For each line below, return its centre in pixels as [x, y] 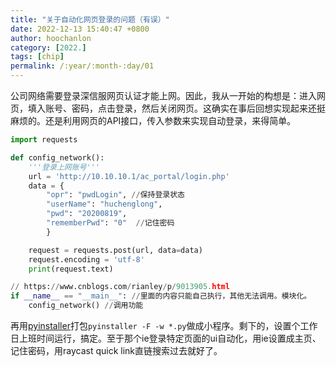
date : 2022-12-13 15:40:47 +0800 [80, 29]
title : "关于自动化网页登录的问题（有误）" [90, 19]
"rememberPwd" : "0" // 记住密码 [110, 223]
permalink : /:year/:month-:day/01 [82, 66]
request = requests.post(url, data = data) [115, 250]
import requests [44, 140]
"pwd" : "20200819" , [87, 214]
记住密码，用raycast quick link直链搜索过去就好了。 [116, 350]
